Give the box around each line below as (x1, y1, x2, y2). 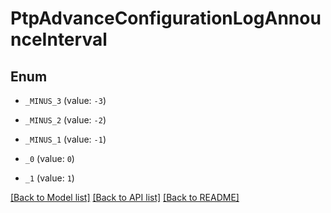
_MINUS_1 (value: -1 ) (24, 133, 107, 145)
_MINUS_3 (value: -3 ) (24, 95, 107, 106)
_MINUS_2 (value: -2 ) (24, 114, 107, 126)
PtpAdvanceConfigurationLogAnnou (10, 7, 322, 30)
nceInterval (10, 28, 108, 51)
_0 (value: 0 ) (24, 153, 75, 164)
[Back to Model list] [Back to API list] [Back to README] (10, 192, 240, 203)
